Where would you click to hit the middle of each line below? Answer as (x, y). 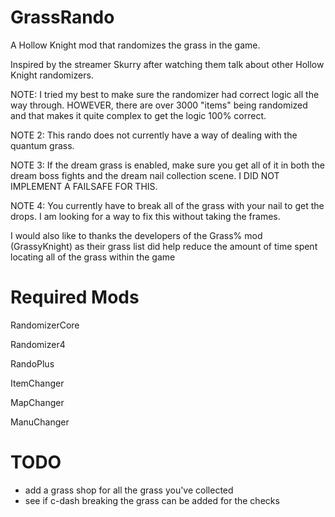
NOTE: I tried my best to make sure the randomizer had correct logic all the (165, 94)
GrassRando (62, 17)
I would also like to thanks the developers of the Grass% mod (136, 235)
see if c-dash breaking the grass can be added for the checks (152, 500)
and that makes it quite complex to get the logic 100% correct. (138, 115)
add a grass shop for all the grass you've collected (129, 490)
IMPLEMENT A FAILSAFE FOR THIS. (84, 186)
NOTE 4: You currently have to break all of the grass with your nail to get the (167, 205)
